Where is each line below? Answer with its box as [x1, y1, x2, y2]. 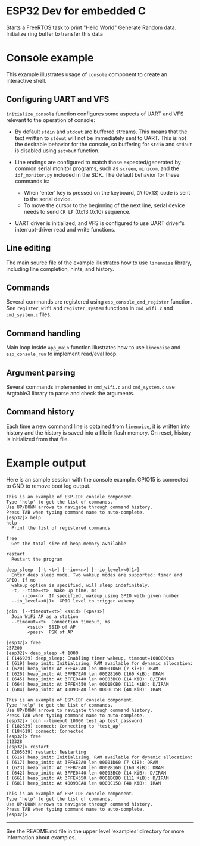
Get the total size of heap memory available [11, 541, 127, 547]
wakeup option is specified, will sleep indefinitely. [11, 582, 151, 588]
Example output [6, 456, 86, 470]
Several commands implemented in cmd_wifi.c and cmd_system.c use [6, 383, 176, 391]
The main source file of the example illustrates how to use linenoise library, [6, 259, 192, 266]
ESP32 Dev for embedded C [6, 4, 146, 18]
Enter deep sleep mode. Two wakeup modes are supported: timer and [11, 572, 183, 578]
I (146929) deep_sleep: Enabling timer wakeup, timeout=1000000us [6, 655, 174, 661]
